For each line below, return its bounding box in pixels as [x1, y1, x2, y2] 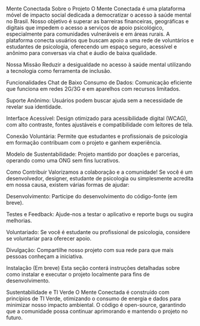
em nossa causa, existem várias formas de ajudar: [6, 182, 130, 188]
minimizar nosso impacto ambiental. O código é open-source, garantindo [6, 302, 186, 308]
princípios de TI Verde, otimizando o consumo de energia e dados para [6, 295, 181, 302]
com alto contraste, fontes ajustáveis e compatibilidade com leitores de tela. [6, 121, 193, 128]
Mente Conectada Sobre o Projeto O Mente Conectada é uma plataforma [6, 5, 186, 12]
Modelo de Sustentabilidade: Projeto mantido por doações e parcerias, [6, 150, 180, 158]
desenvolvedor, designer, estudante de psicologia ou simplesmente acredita [6, 175, 194, 182]
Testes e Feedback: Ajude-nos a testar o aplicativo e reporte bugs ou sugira [6, 211, 193, 217]
